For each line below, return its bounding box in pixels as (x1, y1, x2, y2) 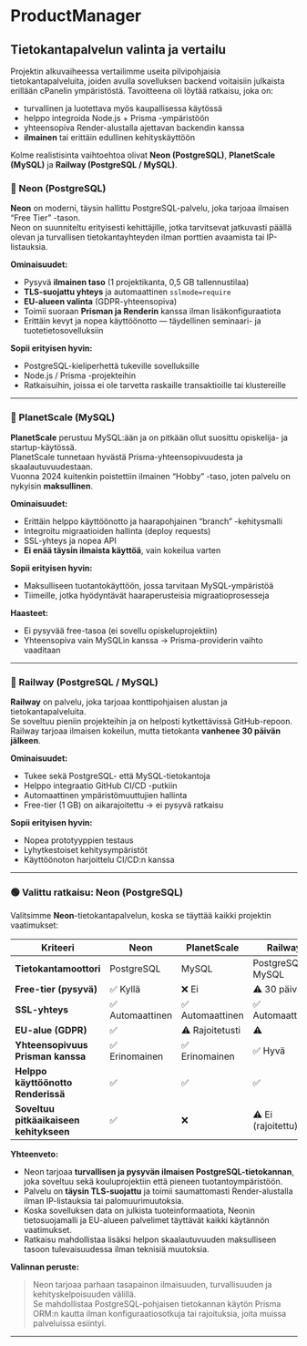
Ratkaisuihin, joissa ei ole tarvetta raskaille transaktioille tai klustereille (23, 380, 286, 391)
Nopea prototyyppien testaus (23, 835, 134, 846)
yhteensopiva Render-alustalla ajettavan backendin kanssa (23, 122, 245, 133)
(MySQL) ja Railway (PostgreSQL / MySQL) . (10, 159, 178, 170)
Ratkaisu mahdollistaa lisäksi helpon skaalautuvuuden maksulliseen (23, 1234, 277, 1245)
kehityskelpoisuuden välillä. (32, 1289, 137, 1300)
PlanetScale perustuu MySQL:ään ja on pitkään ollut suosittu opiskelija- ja (10, 432, 288, 443)
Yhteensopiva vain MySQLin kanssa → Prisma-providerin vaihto (23, 634, 263, 645)
